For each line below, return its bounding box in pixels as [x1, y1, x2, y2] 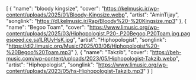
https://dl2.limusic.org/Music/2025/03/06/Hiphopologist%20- [8, 42, 160, 49]
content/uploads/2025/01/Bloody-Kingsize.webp [6, 11, 126, 18]
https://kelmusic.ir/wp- [104, 5, 160, 12]
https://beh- [152, 49, 182, 55]
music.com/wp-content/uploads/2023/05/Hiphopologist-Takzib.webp [6, 55, 176, 62]
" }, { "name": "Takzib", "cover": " [70, 49, 153, 55]
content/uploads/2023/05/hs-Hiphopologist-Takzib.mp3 [6, 68, 144, 74]
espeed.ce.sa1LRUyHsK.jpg [6, 36, 73, 43]
